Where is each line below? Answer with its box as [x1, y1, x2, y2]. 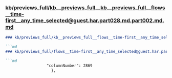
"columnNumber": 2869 [46, 63, 93, 68]
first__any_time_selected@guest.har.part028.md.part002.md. [5, 17, 165, 24]
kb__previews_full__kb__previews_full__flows [49, 4, 165, 11]
